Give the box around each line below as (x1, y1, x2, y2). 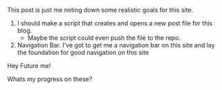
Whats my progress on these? (7, 75, 93, 83)
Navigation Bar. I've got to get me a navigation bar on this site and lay (17, 41, 216, 49)
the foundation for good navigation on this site (17, 48, 149, 56)
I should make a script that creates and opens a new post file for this (17, 19, 213, 27)
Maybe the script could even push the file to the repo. (27, 34, 181, 42)
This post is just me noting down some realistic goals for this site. (7, 6, 194, 14)
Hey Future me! (7, 62, 51, 69)
